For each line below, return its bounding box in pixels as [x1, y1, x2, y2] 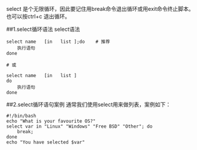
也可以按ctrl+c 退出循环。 [6, 13, 71, 20]
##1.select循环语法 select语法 [6, 26, 80, 33]
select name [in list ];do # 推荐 [6, 39, 111, 45]
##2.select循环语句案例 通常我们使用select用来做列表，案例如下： [6, 101, 171, 108]
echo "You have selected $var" [6, 139, 85, 145]
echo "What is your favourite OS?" [6, 118, 96, 124]
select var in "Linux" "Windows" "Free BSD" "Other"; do [6, 123, 153, 130]
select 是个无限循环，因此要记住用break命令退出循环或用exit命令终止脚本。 [6, 5, 195, 12]
